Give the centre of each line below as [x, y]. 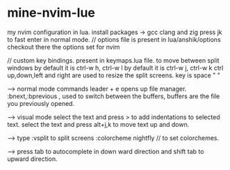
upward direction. [32, 159]
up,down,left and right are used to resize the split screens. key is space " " [114, 75]
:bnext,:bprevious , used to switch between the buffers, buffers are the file [114, 96]
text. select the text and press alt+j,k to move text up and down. [98, 124]
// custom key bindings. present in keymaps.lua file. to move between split [114, 60]
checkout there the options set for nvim [64, 47]
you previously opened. [41, 103]
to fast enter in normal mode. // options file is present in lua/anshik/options [114, 39]
